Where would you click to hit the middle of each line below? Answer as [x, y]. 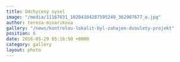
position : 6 [21, 34]
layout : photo [24, 50]
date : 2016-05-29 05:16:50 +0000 [48, 39]
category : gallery [29, 45]
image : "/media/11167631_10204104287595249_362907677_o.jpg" [84, 17]
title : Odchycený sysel [36, 12]
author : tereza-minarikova [40, 22]
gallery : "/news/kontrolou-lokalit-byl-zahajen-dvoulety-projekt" [90, 28]
